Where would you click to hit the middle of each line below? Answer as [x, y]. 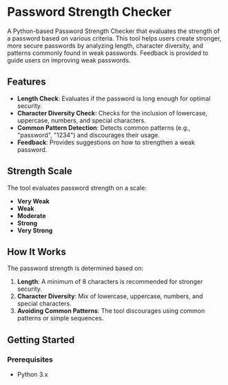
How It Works [37, 252]
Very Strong [35, 230]
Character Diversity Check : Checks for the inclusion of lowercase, [112, 113]
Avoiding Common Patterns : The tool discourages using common [111, 311]
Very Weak [33, 201]
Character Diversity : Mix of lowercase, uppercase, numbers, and [110, 296]
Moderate [31, 216]
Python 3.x [32, 375]
